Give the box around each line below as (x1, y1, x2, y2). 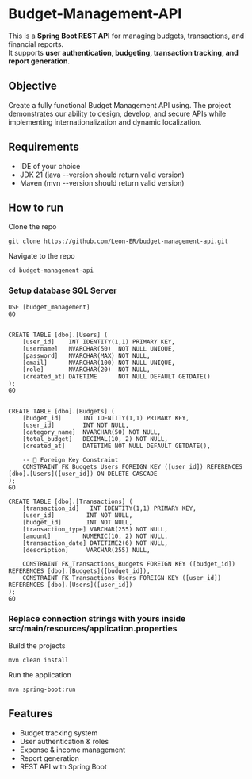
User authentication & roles (19, 736, 109, 746)
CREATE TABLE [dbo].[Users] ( (8, 331, 109, 339)
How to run (8, 201, 64, 214)
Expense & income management (19, 745, 126, 754)
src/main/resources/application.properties (8, 623, 178, 634)
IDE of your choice (19, 161, 81, 171)
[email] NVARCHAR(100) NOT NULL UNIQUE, (22, 359, 176, 366)
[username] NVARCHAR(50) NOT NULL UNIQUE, (22, 344, 176, 353)
